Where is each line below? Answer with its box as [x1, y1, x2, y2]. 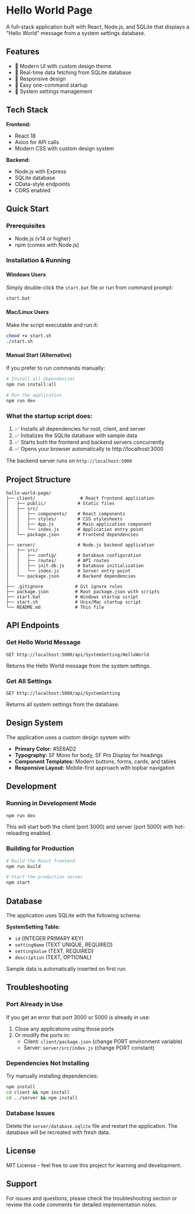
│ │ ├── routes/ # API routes [6, 558, 110, 564]
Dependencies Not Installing [6, 1059, 90, 1067]
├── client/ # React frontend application [6, 495, 155, 501]
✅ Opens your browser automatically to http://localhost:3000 [14, 446, 164, 453]
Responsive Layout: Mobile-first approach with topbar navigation [14, 764, 175, 771]
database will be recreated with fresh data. [6, 1129, 110, 1136]
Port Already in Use [6, 1000, 63, 1009]
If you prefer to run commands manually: [6, 364, 105, 371]
